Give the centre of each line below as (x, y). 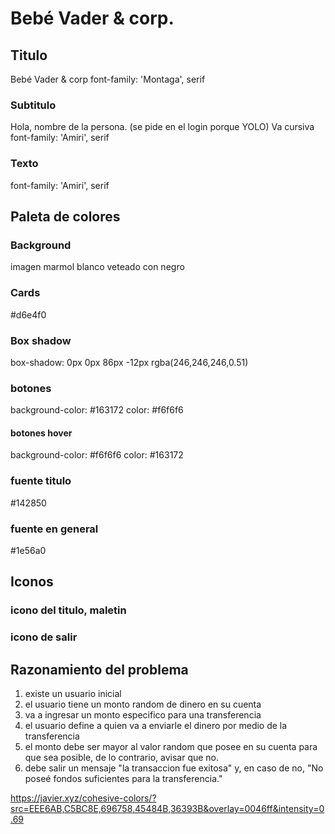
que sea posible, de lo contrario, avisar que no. (122, 758)
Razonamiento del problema (99, 669)
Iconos (32, 582)
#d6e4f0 (28, 314)
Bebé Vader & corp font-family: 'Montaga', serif (108, 79)
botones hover (41, 433)
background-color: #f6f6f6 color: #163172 (97, 455)
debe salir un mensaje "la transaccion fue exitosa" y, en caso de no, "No (174, 768)
